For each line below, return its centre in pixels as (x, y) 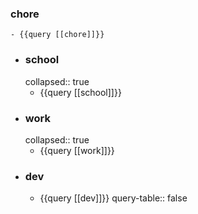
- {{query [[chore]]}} (57, 35)
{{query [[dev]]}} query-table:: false (113, 198)
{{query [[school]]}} (80, 92)
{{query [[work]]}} (77, 150)
